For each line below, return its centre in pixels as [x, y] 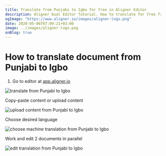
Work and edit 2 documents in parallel [44, 138]
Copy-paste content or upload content [44, 100]
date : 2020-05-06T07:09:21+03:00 [40, 23]
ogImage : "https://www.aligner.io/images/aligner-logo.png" [68, 19]
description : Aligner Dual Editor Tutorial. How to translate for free [80, 14]
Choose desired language [31, 119]
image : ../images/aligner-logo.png [42, 28]
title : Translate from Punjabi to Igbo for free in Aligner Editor [76, 10]
